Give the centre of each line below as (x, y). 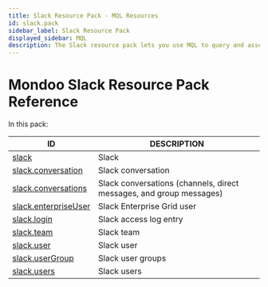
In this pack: (28, 124)
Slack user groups (132, 258)
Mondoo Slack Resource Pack (109, 85)
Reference (43, 102)
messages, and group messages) (161, 193)
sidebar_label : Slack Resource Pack (69, 30)
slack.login (33, 219)
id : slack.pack (33, 23)
